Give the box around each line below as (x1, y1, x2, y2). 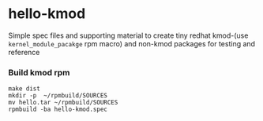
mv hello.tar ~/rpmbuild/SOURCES (8, 99, 118, 107)
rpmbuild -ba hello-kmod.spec (8, 105, 108, 114)
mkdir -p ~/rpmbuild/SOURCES (8, 92, 108, 100)
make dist (8, 85, 41, 93)
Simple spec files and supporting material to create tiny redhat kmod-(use (8, 31, 249, 40)
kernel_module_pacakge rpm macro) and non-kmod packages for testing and (8, 38, 255, 48)
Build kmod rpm (8, 67, 70, 78)
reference (8, 47, 40, 57)
